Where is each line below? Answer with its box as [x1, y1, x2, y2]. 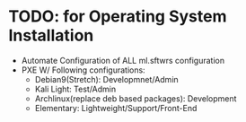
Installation [8, 25, 94, 46]
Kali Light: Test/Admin [34, 83, 117, 94]
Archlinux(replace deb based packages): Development [34, 92, 237, 104]
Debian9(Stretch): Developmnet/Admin [34, 74, 179, 84]
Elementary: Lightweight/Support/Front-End [34, 102, 198, 113]
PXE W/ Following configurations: [21, 65, 145, 75]
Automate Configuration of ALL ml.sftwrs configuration [21, 55, 225, 65]
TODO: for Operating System [8, 6, 227, 27]
